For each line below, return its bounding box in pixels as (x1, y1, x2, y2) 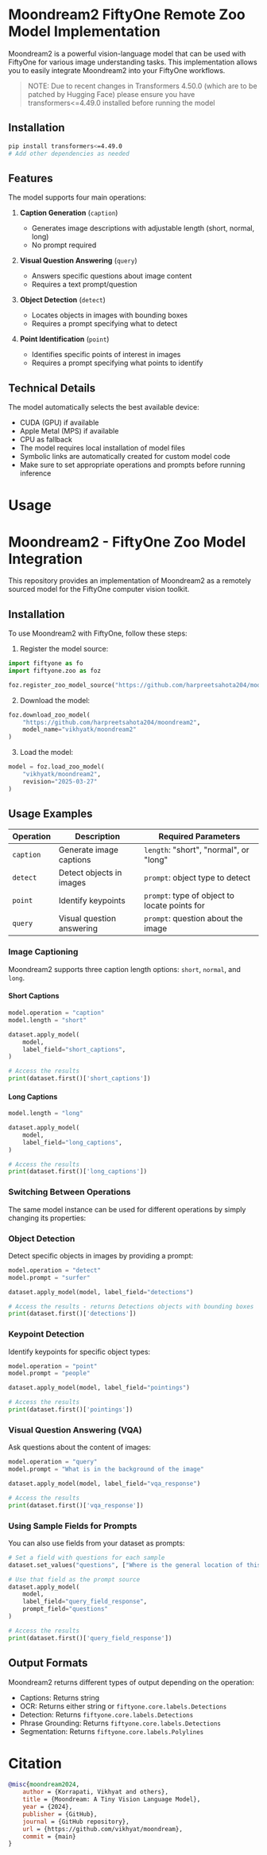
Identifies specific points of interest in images (31, 350, 181, 360)
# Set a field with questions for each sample (8, 1554, 165, 1561)
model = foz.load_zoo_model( (8, 763, 105, 771)
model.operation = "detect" (8, 1266, 102, 1274)
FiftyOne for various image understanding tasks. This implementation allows (8, 57, 257, 67)
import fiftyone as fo (8, 659, 83, 667)
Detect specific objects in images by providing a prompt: (8, 1250, 193, 1260)
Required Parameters (158, 830, 241, 842)
